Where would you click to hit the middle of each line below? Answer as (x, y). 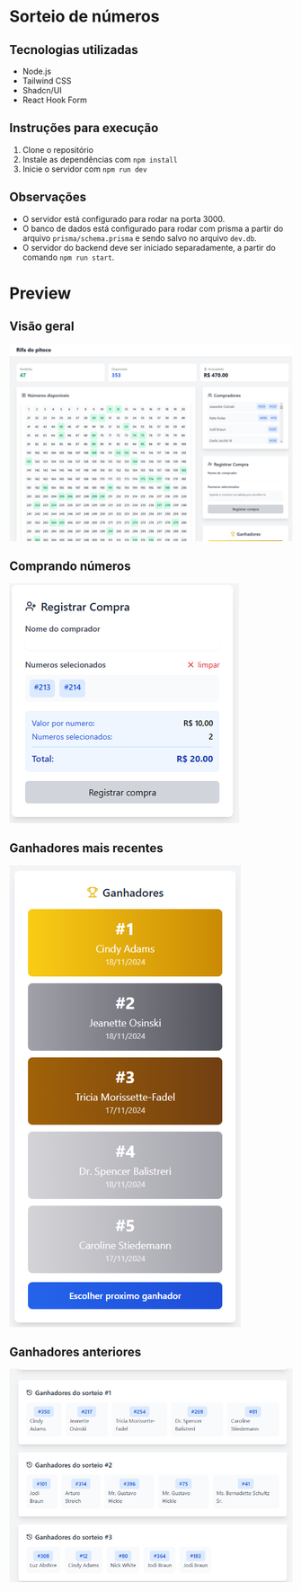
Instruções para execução (84, 128)
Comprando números (70, 567)
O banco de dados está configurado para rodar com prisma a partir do (153, 228)
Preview (40, 293)
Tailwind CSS (47, 81)
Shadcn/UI (42, 90)
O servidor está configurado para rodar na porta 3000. (124, 218)
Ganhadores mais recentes (86, 848)
